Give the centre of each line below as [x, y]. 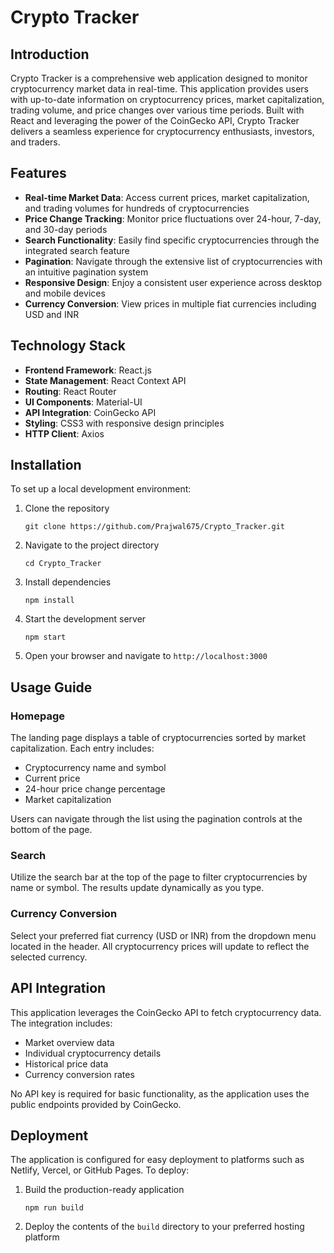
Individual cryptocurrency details [93, 1053]
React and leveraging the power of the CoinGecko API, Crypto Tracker [155, 120]
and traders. [35, 142]
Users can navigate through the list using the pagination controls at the [156, 819]
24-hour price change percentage [95, 789]
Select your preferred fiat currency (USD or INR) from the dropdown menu [163, 935]
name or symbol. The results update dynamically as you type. [137, 888]
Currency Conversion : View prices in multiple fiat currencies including [170, 303]
